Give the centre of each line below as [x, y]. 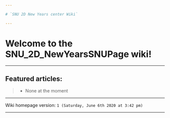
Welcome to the [39, 43]
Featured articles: [34, 79]
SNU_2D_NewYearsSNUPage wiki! [78, 54]
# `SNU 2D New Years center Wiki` [42, 14]
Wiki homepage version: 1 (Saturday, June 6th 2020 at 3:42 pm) [74, 105]
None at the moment [47, 91]
